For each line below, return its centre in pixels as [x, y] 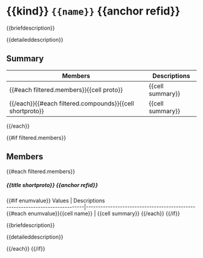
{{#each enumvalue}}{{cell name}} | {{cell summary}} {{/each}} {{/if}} [93, 213]
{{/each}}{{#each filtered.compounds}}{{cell [72, 103]
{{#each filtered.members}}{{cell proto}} [66, 90]
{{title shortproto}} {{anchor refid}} [52, 185]
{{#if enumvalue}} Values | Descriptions [56, 200]
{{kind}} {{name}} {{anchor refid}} [93, 11]
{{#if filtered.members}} [36, 137]
